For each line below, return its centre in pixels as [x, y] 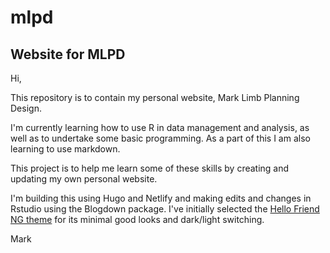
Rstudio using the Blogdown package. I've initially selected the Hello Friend [165, 209]
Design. [26, 108]
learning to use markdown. [65, 149]
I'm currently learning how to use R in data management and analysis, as [160, 127]
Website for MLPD [68, 54]
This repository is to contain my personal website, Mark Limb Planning [155, 97]
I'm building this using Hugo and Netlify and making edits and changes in [161, 198]
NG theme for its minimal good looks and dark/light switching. [137, 219]
